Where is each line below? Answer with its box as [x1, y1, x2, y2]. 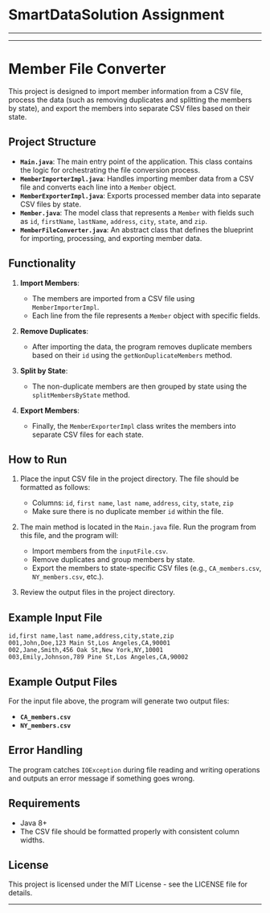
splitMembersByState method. [31, 389, 130, 399]
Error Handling [8, 744, 83, 757]
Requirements [8, 797, 80, 810]
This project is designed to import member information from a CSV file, [8, 86, 243, 96]
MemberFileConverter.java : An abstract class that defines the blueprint [19, 225, 254, 234]
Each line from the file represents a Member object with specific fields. [31, 311, 261, 320]
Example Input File [8, 610, 103, 624]
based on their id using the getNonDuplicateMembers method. [31, 350, 233, 360]
